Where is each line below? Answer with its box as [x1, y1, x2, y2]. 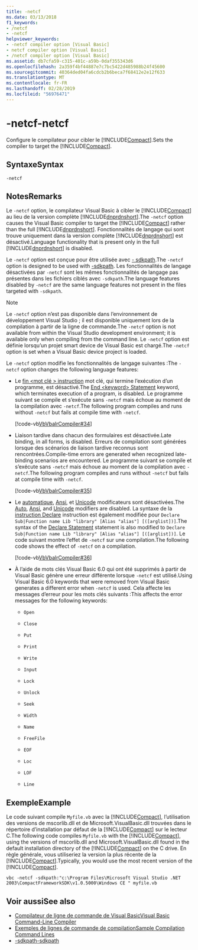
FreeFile [23, 736, 46, 742]
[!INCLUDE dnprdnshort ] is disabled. [6, 245, 93, 252]
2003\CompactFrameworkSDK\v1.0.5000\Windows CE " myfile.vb [6, 880, 158, 886]
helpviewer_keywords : [6, 36, 60, 42]
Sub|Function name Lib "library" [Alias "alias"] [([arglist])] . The [14, 518, 187, 525]
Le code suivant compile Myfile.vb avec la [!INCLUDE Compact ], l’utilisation [6, 813, 190, 820]
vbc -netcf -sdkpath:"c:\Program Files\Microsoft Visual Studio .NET [6, 875, 181, 881]
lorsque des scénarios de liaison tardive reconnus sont [14, 444, 148, 451]
